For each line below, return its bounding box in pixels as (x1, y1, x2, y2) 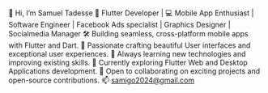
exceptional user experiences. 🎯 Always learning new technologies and (8, 49, 246, 58)
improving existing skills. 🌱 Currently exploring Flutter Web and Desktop (8, 57, 249, 67)
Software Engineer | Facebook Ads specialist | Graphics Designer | (8, 20, 231, 29)
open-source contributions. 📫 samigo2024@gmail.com (8, 75, 195, 85)
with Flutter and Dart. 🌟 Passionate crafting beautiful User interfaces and (8, 40, 251, 50)
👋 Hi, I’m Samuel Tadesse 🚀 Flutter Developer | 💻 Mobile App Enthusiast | (8, 8, 254, 18)
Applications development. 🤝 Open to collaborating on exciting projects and (8, 66, 261, 76)
